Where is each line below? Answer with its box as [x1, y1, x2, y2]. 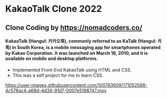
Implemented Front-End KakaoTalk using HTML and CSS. [12, 67, 132, 73]
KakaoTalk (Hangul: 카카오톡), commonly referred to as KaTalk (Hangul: [5, 38, 157, 44]
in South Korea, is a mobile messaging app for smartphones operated [12, 44, 161, 51]
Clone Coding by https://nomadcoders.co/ [5, 23, 143, 32]
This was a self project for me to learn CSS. [12, 72, 104, 78]
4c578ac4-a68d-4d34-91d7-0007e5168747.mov [5, 87, 107, 93]
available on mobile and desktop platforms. [5, 55, 98, 61]
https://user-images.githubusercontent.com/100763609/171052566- [5, 82, 148, 88]
